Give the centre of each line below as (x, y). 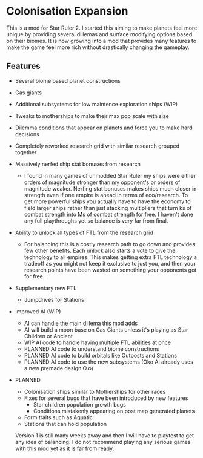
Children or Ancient (48, 336)
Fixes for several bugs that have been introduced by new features (106, 398)
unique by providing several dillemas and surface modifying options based (99, 34)
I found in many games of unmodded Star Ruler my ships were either (110, 175)
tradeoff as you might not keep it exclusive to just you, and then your (110, 263)
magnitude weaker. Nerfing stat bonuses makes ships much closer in (110, 188)
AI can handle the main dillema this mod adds (81, 323)
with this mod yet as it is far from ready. (65, 448)
